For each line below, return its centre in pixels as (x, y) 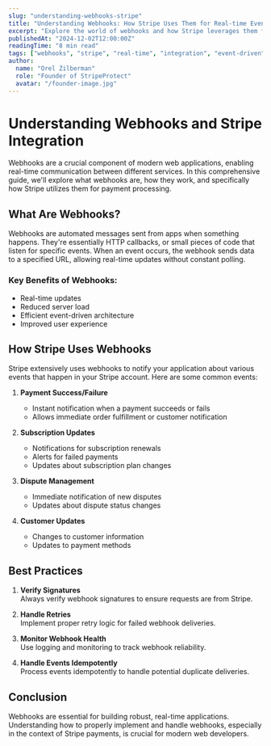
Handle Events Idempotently (69, 663)
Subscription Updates (57, 432)
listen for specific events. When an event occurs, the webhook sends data (131, 251)
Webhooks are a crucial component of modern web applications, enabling (131, 163)
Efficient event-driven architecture (77, 315)
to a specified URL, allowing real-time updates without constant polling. (127, 259)
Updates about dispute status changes (96, 505)
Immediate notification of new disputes (97, 497)
